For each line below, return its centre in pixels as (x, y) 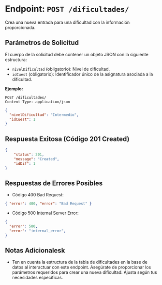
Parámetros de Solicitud (42, 43)
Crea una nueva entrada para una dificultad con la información (67, 22)
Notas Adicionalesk (35, 251)
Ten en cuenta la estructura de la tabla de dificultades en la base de (80, 262)
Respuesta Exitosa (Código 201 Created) (67, 139)
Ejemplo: (14, 89)
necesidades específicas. (37, 278)
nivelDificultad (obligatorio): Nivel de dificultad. (61, 69)
